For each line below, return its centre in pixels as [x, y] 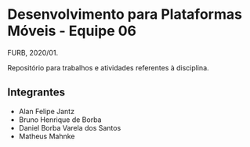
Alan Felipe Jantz [47, 111]
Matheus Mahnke [47, 136]
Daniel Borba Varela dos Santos [70, 127]
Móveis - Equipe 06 [72, 31]
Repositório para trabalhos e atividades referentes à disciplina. [108, 67]
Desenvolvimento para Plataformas [125, 14]
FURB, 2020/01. [33, 52]
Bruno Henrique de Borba [60, 120]
